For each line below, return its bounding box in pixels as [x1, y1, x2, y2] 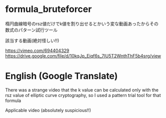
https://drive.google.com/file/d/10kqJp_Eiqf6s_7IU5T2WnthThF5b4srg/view [5, 52, 161, 58]
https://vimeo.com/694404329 [5, 47, 69, 53]
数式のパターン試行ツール [5, 26, 58, 33]
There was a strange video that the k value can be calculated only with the [5, 86, 159, 93]
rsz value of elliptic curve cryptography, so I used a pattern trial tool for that [5, 92, 161, 98]
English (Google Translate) [5, 70, 118, 82]
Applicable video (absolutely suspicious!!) [5, 107, 91, 113]
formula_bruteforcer [5, 3, 92, 15]
